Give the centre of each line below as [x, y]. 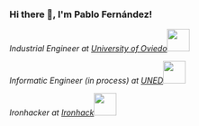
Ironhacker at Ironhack [52, 112]
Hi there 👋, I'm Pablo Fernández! [81, 14]
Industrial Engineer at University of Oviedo [89, 49]
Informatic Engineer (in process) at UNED [86, 81]
